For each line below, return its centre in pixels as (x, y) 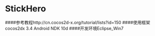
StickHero (26, 9)
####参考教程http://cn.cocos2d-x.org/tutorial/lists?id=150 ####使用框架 (78, 22)
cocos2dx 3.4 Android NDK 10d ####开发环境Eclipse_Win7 (64, 28)
